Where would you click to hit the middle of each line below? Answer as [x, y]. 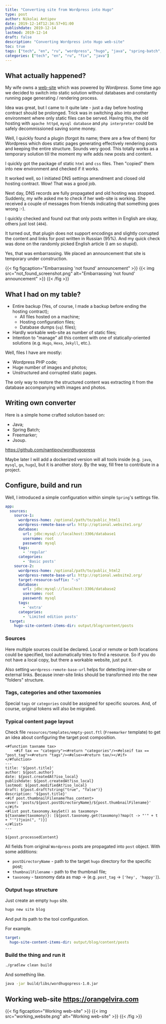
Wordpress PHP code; [35, 362]
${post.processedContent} [32, 837]
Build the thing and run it [35, 955]
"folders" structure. [25, 680]
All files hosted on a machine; [50, 317]
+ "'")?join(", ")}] [26, 820]
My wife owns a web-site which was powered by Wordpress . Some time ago [83, 87]
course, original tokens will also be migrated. [51, 708]
